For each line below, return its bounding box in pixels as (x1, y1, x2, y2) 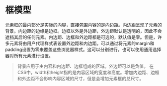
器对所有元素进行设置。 (5, 52, 53, 58)
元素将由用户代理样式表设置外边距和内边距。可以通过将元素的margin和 (9, 40, 155, 46)
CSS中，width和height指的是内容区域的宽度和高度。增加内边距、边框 (17, 69, 160, 75)
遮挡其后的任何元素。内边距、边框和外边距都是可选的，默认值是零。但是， (5, 34, 158, 40)
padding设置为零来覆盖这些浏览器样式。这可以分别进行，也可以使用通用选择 (5, 46, 162, 52)
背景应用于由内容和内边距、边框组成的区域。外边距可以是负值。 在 (17, 63, 154, 69)
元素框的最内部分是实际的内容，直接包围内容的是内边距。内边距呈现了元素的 (5, 22, 162, 28)
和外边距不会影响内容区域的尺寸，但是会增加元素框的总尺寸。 (17, 75, 144, 82)
